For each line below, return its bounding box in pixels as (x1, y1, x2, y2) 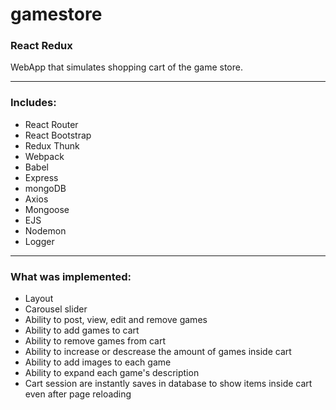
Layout (24, 293, 54, 305)
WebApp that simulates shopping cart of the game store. (10, 61, 243, 73)
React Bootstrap (24, 129, 92, 141)
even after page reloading (24, 388, 132, 400)
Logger (24, 235, 55, 247)
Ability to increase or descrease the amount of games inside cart (24, 346, 292, 358)
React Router (24, 118, 79, 130)
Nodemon (24, 224, 67, 237)
